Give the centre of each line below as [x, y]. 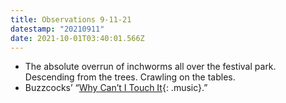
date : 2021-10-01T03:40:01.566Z [77, 38]
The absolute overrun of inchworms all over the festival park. [150, 67]
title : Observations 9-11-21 [71, 19]
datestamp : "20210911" [57, 29]
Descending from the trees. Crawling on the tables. [130, 77]
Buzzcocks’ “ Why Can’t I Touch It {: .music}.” [116, 88]
